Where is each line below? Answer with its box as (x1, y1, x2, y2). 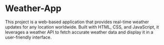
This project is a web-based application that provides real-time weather (5, 19, 149, 25)
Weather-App (5, 3, 62, 14)
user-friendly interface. (5, 34, 52, 40)
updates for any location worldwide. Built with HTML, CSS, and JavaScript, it (5, 24, 159, 30)
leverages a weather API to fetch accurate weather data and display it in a (5, 29, 154, 35)
